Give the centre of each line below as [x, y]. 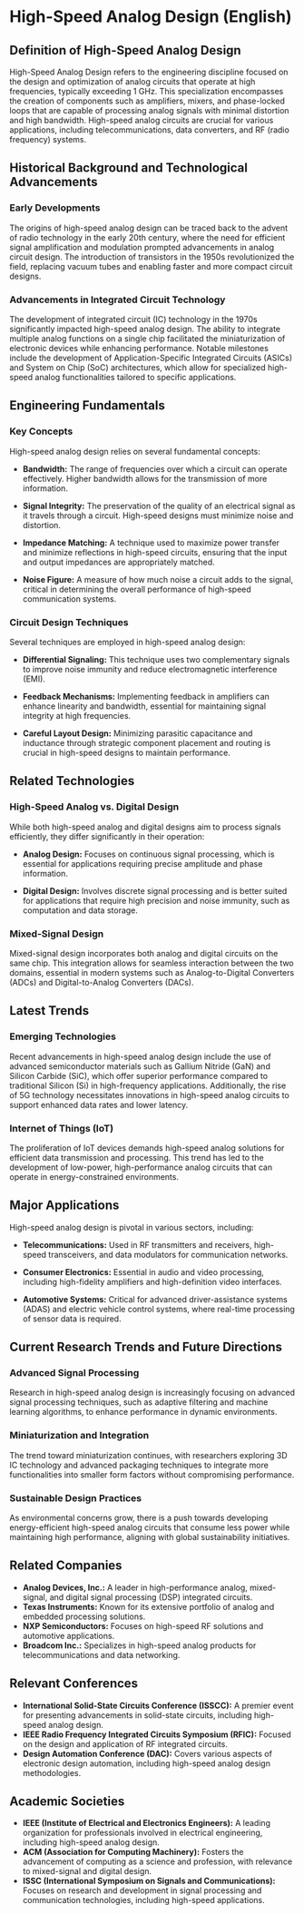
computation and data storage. [80, 910]
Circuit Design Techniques [69, 622]
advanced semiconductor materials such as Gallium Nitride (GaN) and [140, 1066]
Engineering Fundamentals [87, 406]
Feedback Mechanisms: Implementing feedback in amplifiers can [146, 696]
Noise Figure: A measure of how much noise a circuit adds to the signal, [158, 579]
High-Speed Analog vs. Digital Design [94, 807]
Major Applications [64, 1206]
